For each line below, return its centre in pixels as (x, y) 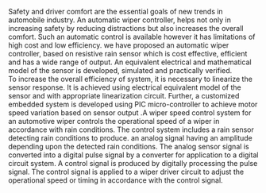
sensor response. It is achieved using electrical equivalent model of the (125, 87)
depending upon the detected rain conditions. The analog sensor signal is (129, 147)
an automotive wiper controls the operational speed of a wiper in (114, 121)
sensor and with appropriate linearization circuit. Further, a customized (124, 96)
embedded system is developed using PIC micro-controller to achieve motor (133, 104)
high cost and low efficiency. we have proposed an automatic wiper (119, 45)
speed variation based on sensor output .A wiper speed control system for (130, 113)
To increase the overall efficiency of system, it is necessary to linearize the (130, 79)
